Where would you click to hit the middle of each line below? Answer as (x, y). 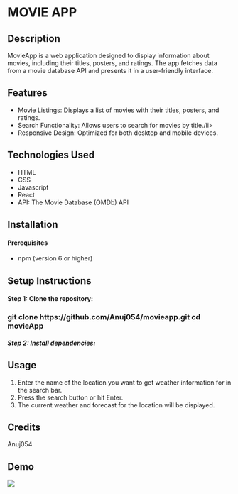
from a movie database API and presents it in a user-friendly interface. (110, 71)
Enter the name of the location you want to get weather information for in (124, 382)
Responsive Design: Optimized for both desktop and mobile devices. (118, 133)
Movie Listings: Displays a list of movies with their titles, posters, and (118, 110)
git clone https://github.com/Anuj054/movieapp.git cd (104, 317)
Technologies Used (51, 155)
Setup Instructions (49, 281)
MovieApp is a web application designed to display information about (108, 55)
